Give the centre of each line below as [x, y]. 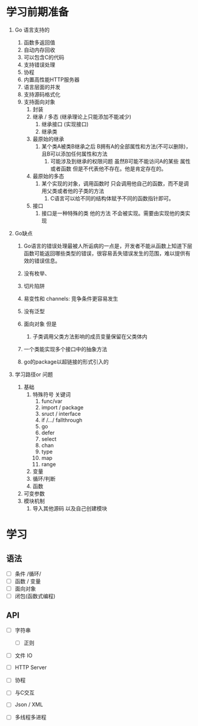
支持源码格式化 [42, 94]
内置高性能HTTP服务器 [52, 79]
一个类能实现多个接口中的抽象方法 [65, 349]
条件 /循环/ [28, 573]
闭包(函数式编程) [35, 596]
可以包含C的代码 [44, 57]
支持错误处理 [39, 64]
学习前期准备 [38, 12]
